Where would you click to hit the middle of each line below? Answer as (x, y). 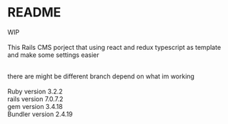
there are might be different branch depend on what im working (101, 76)
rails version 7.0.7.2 (35, 99)
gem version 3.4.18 (35, 106)
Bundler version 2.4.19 (40, 114)
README (34, 12)
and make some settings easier (54, 55)
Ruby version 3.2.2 (35, 91)
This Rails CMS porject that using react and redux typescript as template (114, 47)
